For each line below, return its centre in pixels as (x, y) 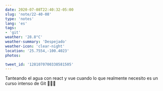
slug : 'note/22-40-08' (28, 14)
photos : (13, 55)
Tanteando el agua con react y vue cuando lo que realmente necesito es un (82, 78)
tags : (11, 28)
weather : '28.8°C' (24, 37)
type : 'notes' (20, 19)
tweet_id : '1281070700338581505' (39, 64)
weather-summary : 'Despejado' (36, 42)
